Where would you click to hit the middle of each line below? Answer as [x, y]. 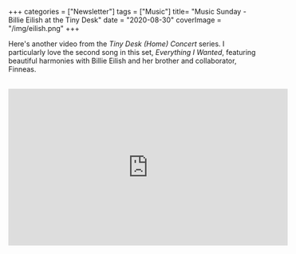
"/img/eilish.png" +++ [44, 28]
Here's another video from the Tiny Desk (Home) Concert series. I [116, 44]
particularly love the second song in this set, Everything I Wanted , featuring [132, 52]
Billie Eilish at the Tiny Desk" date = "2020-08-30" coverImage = [115, 20]
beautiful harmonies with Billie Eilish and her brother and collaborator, [122, 61]
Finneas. [22, 69]
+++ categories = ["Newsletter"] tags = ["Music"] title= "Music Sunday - [128, 12]
